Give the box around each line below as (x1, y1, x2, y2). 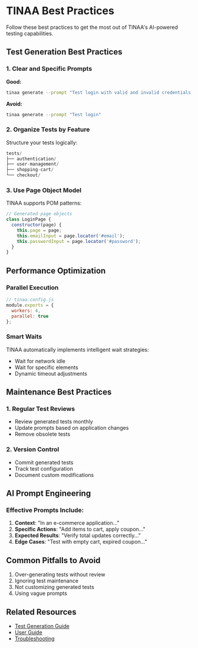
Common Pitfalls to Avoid (6, 555, 101, 565)
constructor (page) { (11, 222, 62, 228)
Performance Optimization (6, 265, 106, 275)
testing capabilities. (6, 29, 54, 37)
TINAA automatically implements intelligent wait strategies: (6, 346, 149, 353)
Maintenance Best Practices (6, 387, 112, 397)
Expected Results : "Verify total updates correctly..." (14, 532, 141, 539)
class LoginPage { (6, 216, 51, 222)
